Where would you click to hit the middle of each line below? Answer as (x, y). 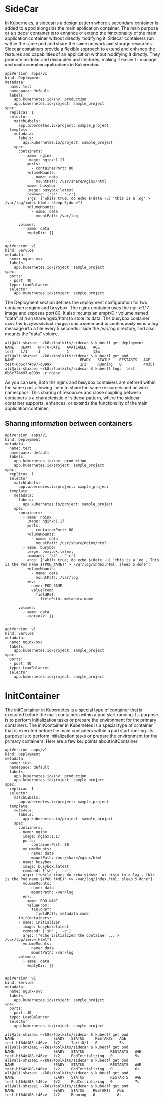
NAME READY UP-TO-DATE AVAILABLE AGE (52, 347)
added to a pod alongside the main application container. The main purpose (82, 28)
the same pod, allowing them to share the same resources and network (77, 387)
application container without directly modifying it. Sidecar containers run (79, 38)
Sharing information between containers (69, 424)
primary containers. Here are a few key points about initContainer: (72, 741)
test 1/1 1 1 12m (52, 351)
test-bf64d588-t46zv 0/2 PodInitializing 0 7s (72, 1082)
